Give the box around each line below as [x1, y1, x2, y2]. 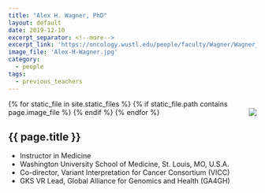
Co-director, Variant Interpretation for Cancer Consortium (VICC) [19, 168, 230, 177]
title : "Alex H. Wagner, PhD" [8, 11, 108, 20]
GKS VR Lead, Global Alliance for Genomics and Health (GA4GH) [19, 176, 230, 186]
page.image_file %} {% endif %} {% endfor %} [8, 107, 160, 117]
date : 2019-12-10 [8, 26, 65, 34]
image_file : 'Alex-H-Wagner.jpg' [8, 48, 118, 56]
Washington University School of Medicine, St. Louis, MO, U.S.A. [19, 159, 230, 169]
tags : [8, 70, 26, 78]
